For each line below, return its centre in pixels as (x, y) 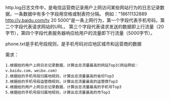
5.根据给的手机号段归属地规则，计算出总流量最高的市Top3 (58, 92)
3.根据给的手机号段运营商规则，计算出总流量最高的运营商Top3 (62, 82)
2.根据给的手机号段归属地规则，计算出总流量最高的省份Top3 (60, 76)
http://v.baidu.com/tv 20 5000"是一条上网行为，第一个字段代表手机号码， (83, 20)
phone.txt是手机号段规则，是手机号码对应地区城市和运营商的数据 (74, 44)
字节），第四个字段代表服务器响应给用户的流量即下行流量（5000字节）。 (80, 33)
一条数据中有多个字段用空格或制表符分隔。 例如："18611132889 (80, 14)
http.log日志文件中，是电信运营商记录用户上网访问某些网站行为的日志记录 (83, 7)
